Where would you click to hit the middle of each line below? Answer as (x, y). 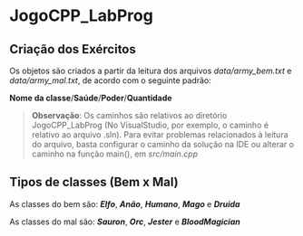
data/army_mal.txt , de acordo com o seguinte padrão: (110, 80)
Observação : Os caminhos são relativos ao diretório (129, 115)
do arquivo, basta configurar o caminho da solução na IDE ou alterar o (163, 144)
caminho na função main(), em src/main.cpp (114, 154)
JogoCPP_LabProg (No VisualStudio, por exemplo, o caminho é (150, 125)
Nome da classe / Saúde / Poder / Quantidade (91, 98)
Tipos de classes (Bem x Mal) (94, 182)
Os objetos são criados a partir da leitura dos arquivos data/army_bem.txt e (151, 71)
